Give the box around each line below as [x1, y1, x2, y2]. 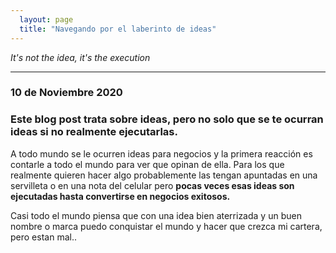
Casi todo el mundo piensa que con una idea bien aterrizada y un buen [10, 209, 302, 221]
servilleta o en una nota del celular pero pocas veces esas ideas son [10, 179, 295, 191]
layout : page [19, 14, 74, 25]
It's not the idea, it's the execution [10, 51, 151, 63]
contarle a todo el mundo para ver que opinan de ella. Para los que [10, 158, 285, 170]
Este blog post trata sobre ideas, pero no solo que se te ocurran [10, 112, 324, 126]
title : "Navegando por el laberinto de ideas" [19, 24, 217, 34]
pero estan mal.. [10, 231, 77, 243]
